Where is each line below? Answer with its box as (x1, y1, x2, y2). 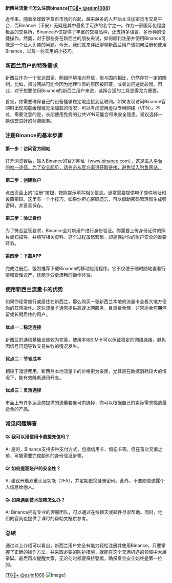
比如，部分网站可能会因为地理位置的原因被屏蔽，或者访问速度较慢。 (14, 81, 158, 87)
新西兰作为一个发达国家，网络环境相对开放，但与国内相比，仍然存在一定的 (5, 74, 162, 81)
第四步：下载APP (5, 253, 42, 259)
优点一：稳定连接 (5, 324, 41, 330)
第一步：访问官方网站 (5, 145, 50, 152)
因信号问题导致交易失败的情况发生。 (5, 343, 82, 349)
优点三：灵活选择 (5, 387, 41, 393)
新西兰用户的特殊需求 (5, 62, 58, 69)
